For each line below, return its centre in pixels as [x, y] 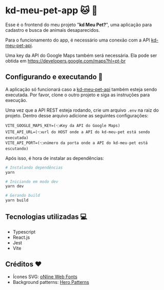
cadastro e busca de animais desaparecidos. [53, 30]
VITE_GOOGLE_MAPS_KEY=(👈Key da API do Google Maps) [63, 126]
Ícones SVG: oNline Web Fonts [45, 277]
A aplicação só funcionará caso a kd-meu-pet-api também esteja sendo [81, 89]
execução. [16, 100]
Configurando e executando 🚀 [54, 77]
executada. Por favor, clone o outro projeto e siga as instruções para [78, 95]
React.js [21, 237]
